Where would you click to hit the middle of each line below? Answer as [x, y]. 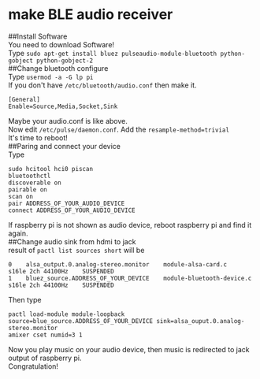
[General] [24, 99]
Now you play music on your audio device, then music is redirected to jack [129, 349]
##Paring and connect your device [64, 146]
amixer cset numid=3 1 [45, 335]
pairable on [28, 189]
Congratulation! [33, 366]
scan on [21, 196]
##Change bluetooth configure [58, 68]
